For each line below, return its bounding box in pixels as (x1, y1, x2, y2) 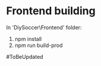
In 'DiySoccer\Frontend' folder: (6, 24, 82, 31)
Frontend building (6, 4, 96, 18)
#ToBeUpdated (6, 53, 43, 60)
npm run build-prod (14, 42, 63, 49)
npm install (14, 35, 42, 42)
